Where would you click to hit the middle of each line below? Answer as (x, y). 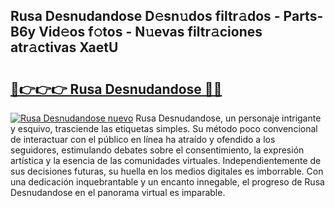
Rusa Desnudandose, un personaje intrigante (228, 118)
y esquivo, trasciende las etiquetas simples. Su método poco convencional (164, 128)
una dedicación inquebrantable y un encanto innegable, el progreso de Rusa (167, 182)
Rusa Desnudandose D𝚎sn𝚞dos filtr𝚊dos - (145, 16)
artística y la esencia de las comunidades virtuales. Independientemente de (166, 160)
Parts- (303, 16)
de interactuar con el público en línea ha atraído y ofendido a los (143, 139)
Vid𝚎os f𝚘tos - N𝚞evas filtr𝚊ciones (150, 32)
